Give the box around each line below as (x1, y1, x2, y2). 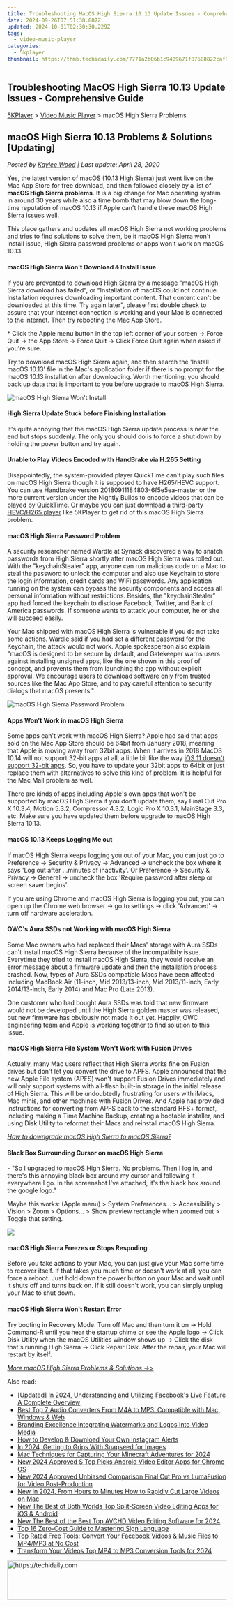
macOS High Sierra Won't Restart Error (7, 1305, 122, 1313)
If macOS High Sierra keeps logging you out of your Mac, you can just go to (7, 851, 224, 859)
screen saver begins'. (7, 880, 69, 889)
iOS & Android (17, 1509, 58, 1518)
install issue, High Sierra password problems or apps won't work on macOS (7, 239, 224, 248)
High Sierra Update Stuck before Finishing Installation (7, 409, 166, 417)
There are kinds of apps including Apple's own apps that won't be (7, 790, 196, 798)
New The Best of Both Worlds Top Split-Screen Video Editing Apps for (17, 1502, 219, 1510)
